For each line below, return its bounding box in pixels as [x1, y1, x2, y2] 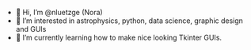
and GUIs [15, 25, 47, 33]
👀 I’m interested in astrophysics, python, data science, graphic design [15, 16, 244, 25]
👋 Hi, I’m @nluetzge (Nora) [15, 8, 103, 17]
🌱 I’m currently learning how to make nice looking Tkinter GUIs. [15, 33, 222, 42]
